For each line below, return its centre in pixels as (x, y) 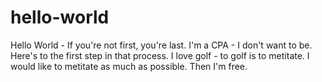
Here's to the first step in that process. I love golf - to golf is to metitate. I (160, 55)
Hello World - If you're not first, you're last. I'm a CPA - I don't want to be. (161, 45)
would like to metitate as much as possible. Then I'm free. (129, 66)
